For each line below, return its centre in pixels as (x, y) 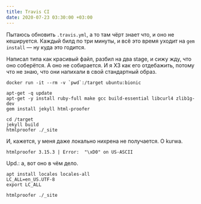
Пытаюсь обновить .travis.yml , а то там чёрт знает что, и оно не (90, 34)
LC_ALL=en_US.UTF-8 (31, 179)
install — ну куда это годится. (46, 47)
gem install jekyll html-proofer (48, 109)
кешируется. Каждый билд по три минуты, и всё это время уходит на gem (100, 41)
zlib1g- (186, 98)
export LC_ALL (24, 184)
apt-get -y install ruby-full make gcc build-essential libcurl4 (90, 98)
